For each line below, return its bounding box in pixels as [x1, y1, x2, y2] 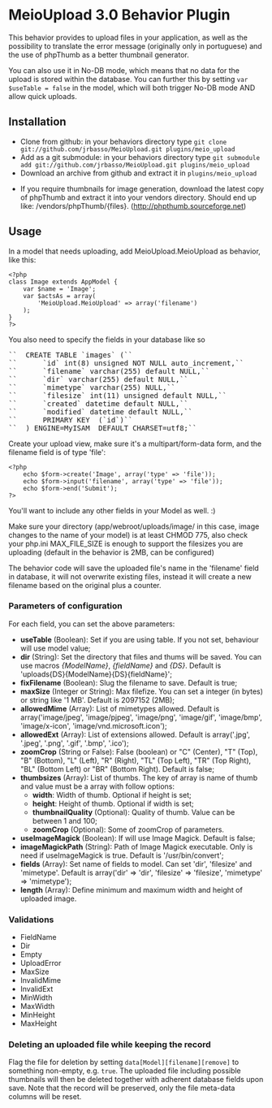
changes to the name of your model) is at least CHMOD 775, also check [8, 530, 248, 539]
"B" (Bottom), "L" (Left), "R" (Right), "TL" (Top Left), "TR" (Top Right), [19, 755, 252, 765]
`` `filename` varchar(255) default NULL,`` [8, 366, 210, 375]
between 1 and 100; [32, 816, 97, 825]
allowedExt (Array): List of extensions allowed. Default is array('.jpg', [19, 729, 250, 739]
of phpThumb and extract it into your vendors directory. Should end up [19, 193, 257, 202]
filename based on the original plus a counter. [8, 580, 162, 590]
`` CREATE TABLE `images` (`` [8, 350, 133, 359]
